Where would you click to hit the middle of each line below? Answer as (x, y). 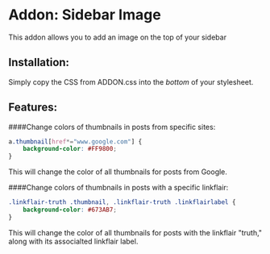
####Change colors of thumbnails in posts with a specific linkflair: (118, 188)
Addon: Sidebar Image (85, 15)
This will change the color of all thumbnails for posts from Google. (118, 172)
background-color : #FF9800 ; (70, 149)
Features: (33, 108)
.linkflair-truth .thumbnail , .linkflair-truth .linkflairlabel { (122, 202)
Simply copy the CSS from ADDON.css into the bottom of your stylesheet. (131, 81)
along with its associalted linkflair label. (73, 241)
